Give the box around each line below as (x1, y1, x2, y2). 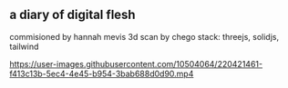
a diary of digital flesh (9, 7, 136, 23)
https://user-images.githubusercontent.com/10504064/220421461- (9, 58, 262, 69)
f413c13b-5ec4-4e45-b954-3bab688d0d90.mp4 (9, 68, 194, 79)
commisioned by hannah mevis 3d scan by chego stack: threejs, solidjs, (9, 31, 280, 42)
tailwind (9, 41, 39, 52)
